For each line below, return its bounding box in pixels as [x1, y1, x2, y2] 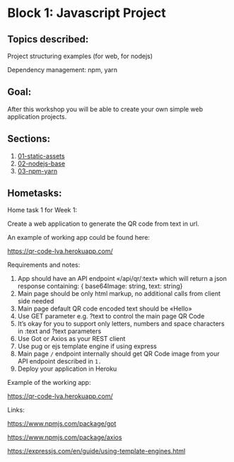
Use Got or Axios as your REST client [17, 335, 126, 343]
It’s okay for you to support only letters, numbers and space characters [17, 320, 225, 328]
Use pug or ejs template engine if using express [17, 342, 157, 351]
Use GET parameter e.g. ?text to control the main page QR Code [17, 312, 205, 320]
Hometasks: [7, 187, 62, 200]
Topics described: [7, 33, 89, 45]
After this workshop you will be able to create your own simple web [7, 105, 204, 113]
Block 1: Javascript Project [7, 5, 166, 21]
